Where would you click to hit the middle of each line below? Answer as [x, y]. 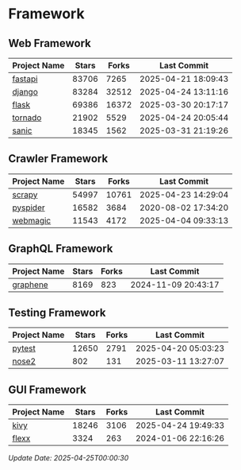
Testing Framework [57, 313]
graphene [31, 285]
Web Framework [50, 43]
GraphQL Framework [61, 249]
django [25, 92]
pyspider [29, 208]
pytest [24, 348]
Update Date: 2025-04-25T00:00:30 [69, 458]
